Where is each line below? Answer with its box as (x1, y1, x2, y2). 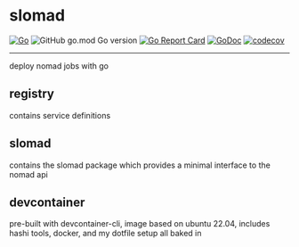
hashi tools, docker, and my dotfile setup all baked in (9, 228, 202, 239)
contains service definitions (9, 110, 111, 120)
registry (9, 86, 55, 102)
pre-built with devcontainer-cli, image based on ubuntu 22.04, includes (9, 218, 271, 229)
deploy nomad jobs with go (9, 60, 109, 71)
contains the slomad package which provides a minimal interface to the (9, 160, 271, 170)
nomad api (9, 169, 49, 179)
